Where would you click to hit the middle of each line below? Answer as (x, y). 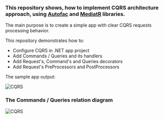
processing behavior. (27, 31)
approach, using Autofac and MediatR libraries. (65, 14)
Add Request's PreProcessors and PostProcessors (66, 67)
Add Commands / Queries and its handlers (57, 56)
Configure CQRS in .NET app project (51, 51)
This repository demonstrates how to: (45, 41)
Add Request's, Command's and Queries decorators (68, 62)
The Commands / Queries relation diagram (59, 100)
